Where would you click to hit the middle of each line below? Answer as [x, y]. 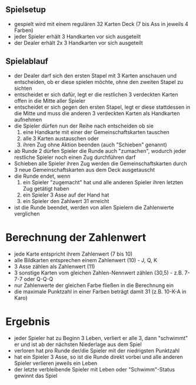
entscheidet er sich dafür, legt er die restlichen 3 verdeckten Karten [96, 94]
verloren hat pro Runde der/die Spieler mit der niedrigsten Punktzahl [97, 350]
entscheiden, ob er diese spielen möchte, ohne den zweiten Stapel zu [99, 81]
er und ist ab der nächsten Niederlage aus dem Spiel [78, 344]
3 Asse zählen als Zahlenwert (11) [54, 266]
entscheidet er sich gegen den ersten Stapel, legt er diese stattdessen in [102, 107]
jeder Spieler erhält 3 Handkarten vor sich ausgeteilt [77, 36]
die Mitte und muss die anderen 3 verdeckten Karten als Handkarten [97, 113]
